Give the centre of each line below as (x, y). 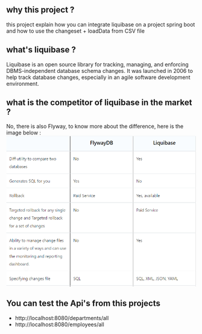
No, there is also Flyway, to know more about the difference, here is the (95, 127)
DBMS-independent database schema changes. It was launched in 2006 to (99, 71)
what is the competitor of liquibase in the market (99, 103)
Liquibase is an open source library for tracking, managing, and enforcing (97, 64)
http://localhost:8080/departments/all (62, 318)
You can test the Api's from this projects (84, 304)
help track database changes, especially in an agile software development (98, 77)
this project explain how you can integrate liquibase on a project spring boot (101, 24)
